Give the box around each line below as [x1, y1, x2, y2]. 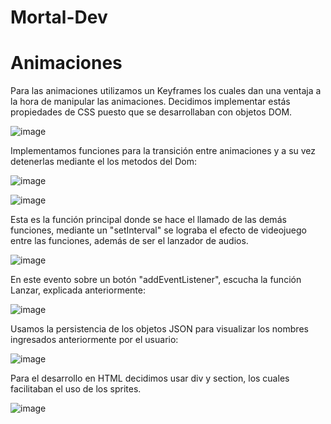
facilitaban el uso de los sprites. [10, 383, 142, 395]
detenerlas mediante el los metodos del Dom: [10, 156, 197, 168]
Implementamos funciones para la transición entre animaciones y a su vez [10, 145, 317, 157]
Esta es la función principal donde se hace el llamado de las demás [10, 214, 287, 226]
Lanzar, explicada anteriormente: [10, 284, 146, 296]
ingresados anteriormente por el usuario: [10, 334, 179, 346]
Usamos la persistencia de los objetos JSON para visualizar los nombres [10, 323, 309, 335]
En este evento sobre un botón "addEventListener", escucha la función [10, 274, 302, 286]
